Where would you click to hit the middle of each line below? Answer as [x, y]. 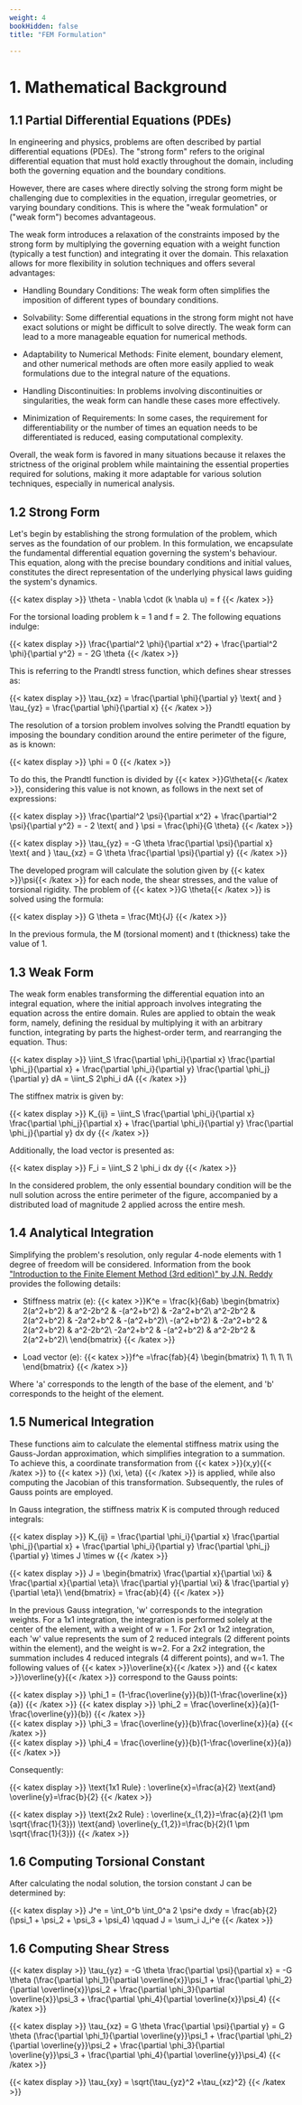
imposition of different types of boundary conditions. [120, 300]
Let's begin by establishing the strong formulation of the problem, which [143, 534]
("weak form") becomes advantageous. [82, 217]
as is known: [32, 744]
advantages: [32, 273]
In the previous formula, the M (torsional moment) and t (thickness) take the [150, 934]
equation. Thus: [38, 1042]
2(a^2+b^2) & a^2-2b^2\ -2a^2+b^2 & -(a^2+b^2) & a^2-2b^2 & [139, 1330]
